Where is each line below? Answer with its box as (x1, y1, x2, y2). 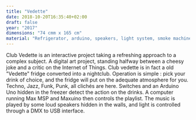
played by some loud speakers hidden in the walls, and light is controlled (6, 101, 181, 108)
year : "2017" (6, 24, 38, 31)
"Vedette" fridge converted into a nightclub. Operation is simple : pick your (6, 70, 185, 77)
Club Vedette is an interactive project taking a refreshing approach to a (6, 52, 177, 58)
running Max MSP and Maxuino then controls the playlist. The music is (6, 95, 176, 102)
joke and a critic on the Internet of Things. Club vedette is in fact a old (6, 64, 174, 70)
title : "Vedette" (6, 8, 48, 15)
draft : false (6, 19, 38, 25)
